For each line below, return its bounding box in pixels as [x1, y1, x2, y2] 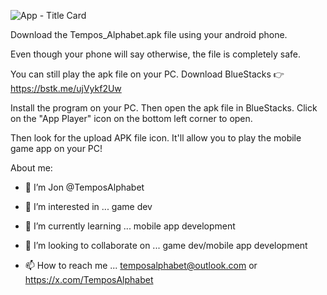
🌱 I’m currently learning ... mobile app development [24, 220, 236, 232]
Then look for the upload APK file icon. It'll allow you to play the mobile [10, 132, 302, 144]
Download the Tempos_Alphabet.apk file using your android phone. [10, 29, 288, 40]
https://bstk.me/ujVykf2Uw [10, 83, 122, 94]
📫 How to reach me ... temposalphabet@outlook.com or [24, 260, 258, 271]
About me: [10, 162, 53, 174]
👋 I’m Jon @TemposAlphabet [24, 181, 145, 193]
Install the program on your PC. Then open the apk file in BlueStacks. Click [10, 102, 318, 114]
